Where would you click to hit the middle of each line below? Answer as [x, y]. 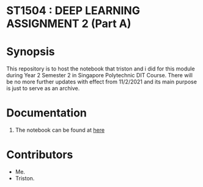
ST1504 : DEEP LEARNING [73, 11]
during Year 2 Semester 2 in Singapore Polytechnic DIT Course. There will [99, 75]
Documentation [47, 113]
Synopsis [31, 52]
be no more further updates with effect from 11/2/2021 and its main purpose [102, 82]
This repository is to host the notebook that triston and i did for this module [101, 69]
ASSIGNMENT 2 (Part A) [69, 24]
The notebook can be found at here [60, 130]
